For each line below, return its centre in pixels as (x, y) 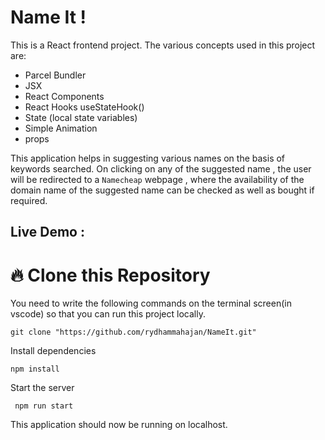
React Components (64, 96)
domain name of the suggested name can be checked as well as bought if (162, 190)
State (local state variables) (81, 117)
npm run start (44, 406)
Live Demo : (47, 232)
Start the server (42, 388)
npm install (35, 369)
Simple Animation (61, 128)
